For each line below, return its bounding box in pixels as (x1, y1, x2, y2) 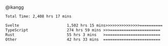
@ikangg (5, 4, 24, 10)
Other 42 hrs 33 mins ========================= (5, 37, 160, 42)
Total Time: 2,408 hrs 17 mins (5, 14, 72, 19)
